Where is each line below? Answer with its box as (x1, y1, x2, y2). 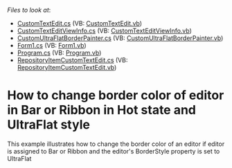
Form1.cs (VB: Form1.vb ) (17, 41, 87, 49)
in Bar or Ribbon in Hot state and (7, 102, 196, 118)
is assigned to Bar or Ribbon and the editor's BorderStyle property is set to (7, 147, 220, 155)
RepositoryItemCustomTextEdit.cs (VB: (17, 56, 128, 64)
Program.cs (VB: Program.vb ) (17, 48, 102, 57)
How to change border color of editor (7, 88, 224, 103)
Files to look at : (7, 6, 51, 14)
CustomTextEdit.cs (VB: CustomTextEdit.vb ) (17, 19, 143, 27)
